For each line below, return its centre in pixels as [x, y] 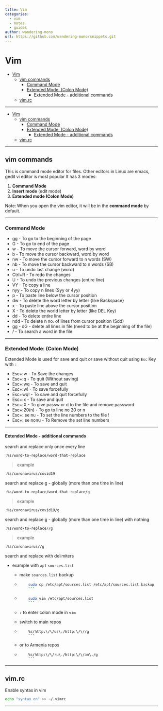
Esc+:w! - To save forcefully [40, 389]
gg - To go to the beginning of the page [51, 238]
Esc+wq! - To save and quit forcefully [49, 395]
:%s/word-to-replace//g [29, 528]
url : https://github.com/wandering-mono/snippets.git [61, 37]
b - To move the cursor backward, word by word [60, 254]
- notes [17, 23]
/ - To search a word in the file [42, 331]
